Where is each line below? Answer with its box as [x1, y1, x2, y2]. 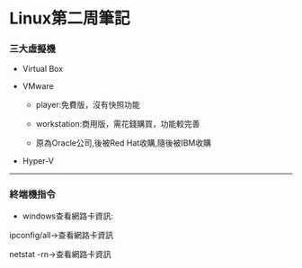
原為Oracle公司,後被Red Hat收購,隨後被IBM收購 [35, 138, 211, 148]
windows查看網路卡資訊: [22, 210, 114, 221]
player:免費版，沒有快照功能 [35, 100, 141, 111]
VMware [22, 81, 54, 92]
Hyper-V [22, 156, 54, 166]
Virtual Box [22, 64, 64, 75]
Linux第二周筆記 [9, 8, 130, 29]
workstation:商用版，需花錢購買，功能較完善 [35, 119, 200, 130]
